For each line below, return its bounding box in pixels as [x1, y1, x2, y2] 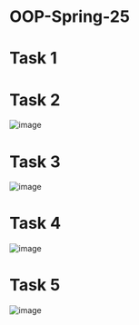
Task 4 [9, 213, 62, 233]
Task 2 [9, 89, 61, 110]
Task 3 [9, 152, 61, 172]
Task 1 [9, 48, 57, 69]
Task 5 [9, 275, 61, 296]
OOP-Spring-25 [9, 6, 130, 27]
